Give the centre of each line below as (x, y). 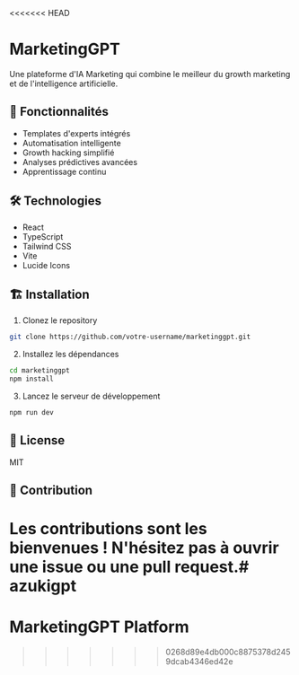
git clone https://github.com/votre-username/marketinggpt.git (130, 337)
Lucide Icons (46, 265)
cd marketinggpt (40, 371)
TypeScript (43, 236)
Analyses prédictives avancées (79, 162)
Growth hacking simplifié (68, 153)
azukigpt (43, 586)
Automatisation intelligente (71, 143)
